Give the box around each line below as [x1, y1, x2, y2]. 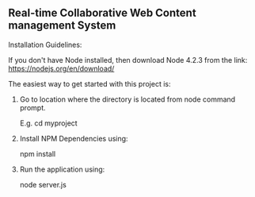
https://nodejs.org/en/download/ [8, 64, 115, 73]
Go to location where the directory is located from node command [19, 95, 236, 104]
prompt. [19, 102, 46, 112]
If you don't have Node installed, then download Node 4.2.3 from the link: [8, 55, 248, 64]
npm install [19, 149, 56, 158]
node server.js [19, 180, 67, 189]
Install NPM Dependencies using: [19, 133, 128, 143]
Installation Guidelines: [8, 40, 82, 49]
